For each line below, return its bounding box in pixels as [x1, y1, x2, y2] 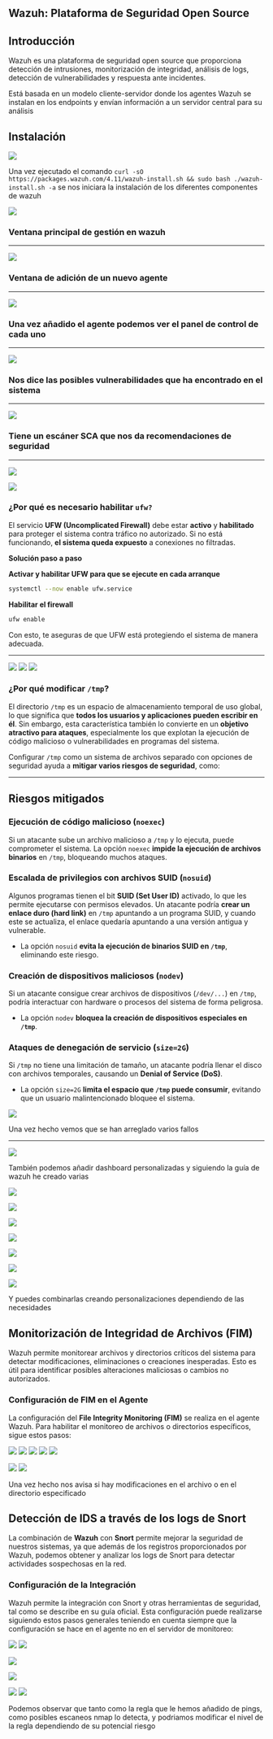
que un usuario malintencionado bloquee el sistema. [19, 1093, 195, 1103]
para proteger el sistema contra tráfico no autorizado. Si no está [8, 529, 223, 538]
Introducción [8, 34, 76, 48]
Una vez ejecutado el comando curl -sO [8, 167, 144, 177]
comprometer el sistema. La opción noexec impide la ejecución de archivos [8, 843, 262, 853]
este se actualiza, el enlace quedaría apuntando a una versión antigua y [8, 917, 249, 926]
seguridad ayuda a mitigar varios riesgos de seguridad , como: [8, 761, 221, 770]
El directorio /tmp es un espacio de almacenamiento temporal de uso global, [8, 701, 262, 711]
